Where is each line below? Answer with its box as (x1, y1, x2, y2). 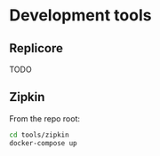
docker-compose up (9, 138, 77, 147)
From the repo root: (9, 113, 80, 124)
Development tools (9, 5, 152, 26)
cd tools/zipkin (9, 130, 69, 139)
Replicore (9, 41, 64, 56)
